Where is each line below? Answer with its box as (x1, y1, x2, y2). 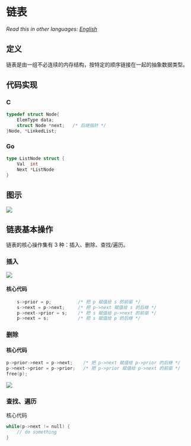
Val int (17, 161, 39, 167)
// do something (17, 429, 58, 435)
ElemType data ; (17, 117, 55, 123)
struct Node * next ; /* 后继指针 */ (17, 123, 107, 129)
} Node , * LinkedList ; (6, 128, 58, 134)
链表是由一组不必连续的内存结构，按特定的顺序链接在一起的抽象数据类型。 (6, 60, 188, 68)
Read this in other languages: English (6, 25, 98, 33)
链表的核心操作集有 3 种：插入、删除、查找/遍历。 (6, 241, 129, 249)
